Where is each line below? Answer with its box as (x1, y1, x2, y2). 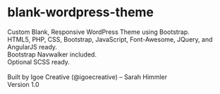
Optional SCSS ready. (7, 57, 71, 66)
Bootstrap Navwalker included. (7, 50, 97, 59)
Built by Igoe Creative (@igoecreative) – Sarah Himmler (7, 72, 168, 81)
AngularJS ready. (7, 42, 58, 51)
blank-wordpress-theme (7, 4, 154, 20)
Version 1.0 (7, 80, 39, 88)
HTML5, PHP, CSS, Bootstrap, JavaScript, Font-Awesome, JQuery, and (7, 35, 213, 43)
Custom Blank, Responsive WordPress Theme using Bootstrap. (7, 28, 190, 36)
